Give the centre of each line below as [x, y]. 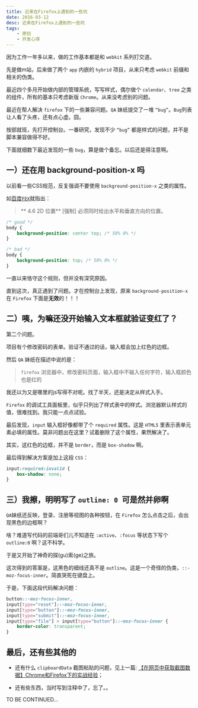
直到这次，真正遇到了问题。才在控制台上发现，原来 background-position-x [97, 290]
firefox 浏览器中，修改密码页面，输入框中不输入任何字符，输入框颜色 [106, 372]
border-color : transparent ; [51, 627]
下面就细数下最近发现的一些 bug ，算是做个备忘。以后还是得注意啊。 [89, 150]
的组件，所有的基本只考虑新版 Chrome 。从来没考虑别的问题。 [80, 97]
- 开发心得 [28, 39]
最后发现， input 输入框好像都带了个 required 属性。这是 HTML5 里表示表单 [96, 425]
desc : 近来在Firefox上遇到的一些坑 [45, 23]
